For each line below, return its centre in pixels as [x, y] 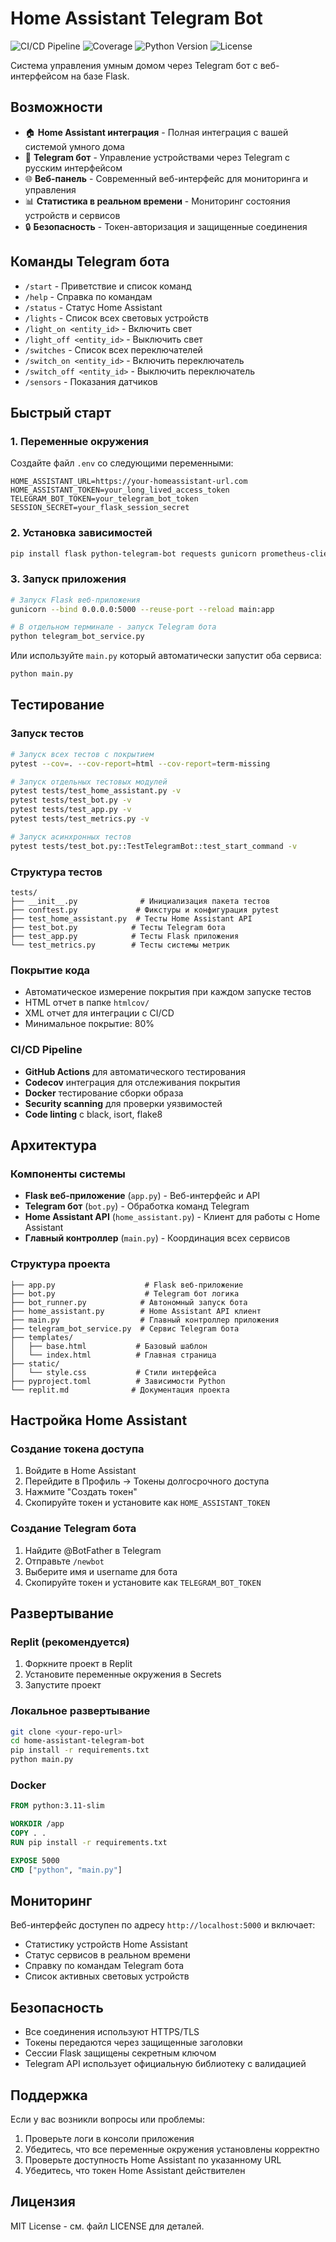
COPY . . [28, 1833]
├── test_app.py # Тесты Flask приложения [125, 936]
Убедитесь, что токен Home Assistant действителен [135, 2170]
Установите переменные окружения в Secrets [123, 1674]
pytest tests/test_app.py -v [71, 810]
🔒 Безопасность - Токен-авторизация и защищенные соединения [166, 226]
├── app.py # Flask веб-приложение [127, 1285]
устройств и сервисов [72, 215]
